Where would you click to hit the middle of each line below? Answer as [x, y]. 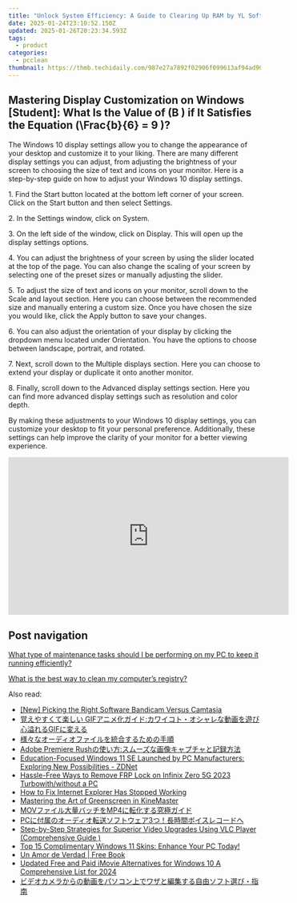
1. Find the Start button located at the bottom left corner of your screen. [126, 194]
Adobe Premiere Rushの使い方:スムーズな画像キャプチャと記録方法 [130, 749]
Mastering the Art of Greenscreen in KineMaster [99, 801]
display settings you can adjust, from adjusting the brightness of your [123, 162]
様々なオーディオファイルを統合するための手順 [97, 739]
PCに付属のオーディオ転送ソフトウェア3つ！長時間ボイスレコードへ [132, 821]
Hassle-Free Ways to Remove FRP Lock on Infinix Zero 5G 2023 [125, 775]
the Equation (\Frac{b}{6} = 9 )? [89, 125]
